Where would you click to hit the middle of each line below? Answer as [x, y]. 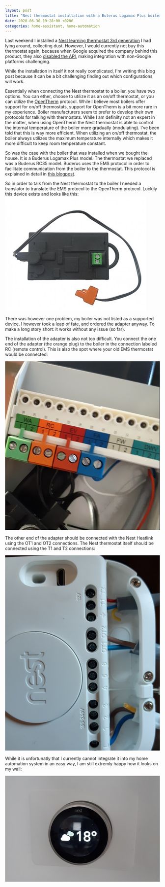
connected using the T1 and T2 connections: [50, 548]
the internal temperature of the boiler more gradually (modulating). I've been [82, 128]
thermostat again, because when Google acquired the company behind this [82, 51]
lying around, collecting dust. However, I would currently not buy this [75, 46]
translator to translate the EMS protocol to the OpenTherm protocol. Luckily [81, 189]
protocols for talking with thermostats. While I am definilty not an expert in [80, 117]
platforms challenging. [28, 62]
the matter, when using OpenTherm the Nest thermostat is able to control [79, 123]
